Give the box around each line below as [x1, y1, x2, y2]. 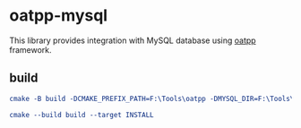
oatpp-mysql [9, 5, 108, 26]
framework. [9, 44, 52, 55]
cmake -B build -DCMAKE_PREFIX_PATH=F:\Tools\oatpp [9, 94, 206, 103]
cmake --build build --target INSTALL [9, 110, 154, 119]
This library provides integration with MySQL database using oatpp [9, 35, 257, 46]
